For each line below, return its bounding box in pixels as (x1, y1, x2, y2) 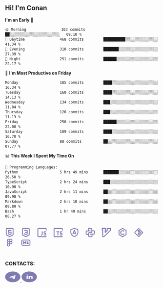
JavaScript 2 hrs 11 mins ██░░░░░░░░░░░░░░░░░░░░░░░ (5, 189, 159, 194)
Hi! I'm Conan (5, 4, 47, 12)
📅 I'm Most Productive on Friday (5, 70, 72, 76)
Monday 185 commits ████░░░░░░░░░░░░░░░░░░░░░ (5, 80, 159, 85)
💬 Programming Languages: (5, 164, 58, 170)
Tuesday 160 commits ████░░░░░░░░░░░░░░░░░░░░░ (5, 90, 159, 95)
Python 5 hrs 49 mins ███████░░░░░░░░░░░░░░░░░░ (5, 169, 159, 175)
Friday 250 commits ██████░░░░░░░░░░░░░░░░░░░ (5, 119, 159, 124)
